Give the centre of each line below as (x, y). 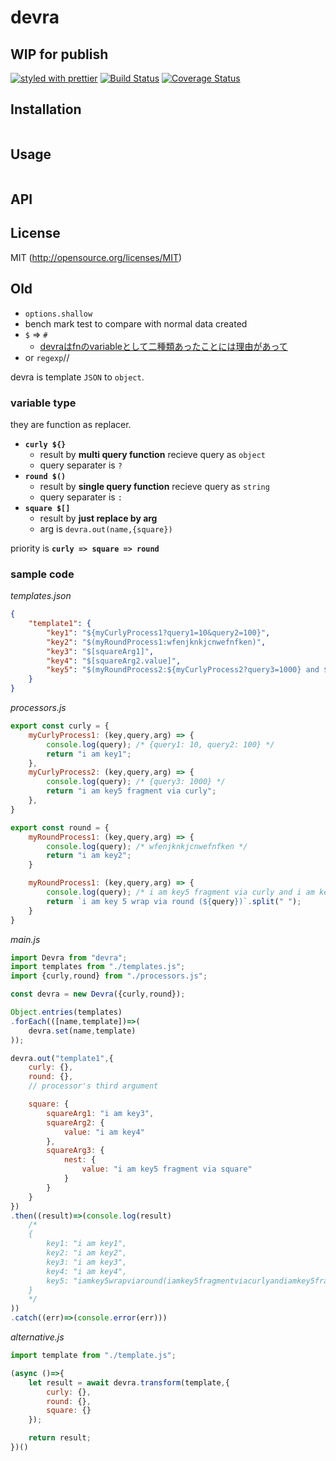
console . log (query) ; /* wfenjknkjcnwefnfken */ (147, 846)
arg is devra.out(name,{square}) (106, 528)
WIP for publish (59, 54)
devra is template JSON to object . (77, 377)
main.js (25, 939)
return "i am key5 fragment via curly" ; (131, 791)
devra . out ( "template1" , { (62, 1058)
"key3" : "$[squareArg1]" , (100, 651)
